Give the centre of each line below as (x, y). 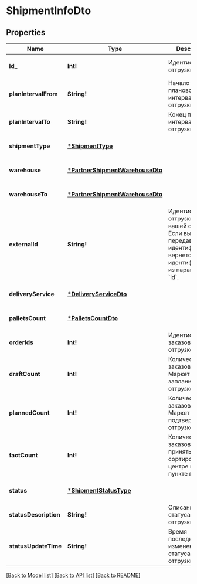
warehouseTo (28, 194)
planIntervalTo (30, 122)
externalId (23, 244)
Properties (26, 33)
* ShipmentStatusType (99, 490)
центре (178, 466)
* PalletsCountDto (93, 318)
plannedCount (29, 413)
